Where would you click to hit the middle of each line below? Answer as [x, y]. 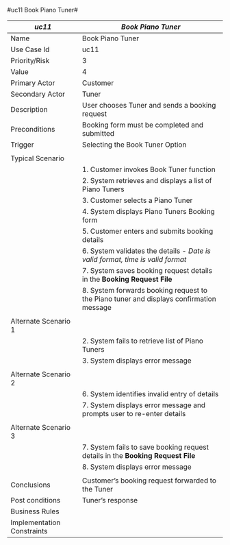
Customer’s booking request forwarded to [149, 481]
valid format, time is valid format [134, 259]
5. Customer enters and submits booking [148, 231]
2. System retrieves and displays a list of [147, 181]
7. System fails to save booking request [145, 447]
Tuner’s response [110, 500]
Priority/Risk [30, 61]
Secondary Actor [38, 94]
